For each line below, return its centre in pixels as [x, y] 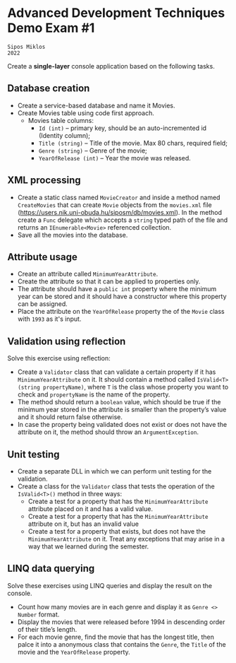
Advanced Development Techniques [116, 13]
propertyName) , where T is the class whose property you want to [136, 387]
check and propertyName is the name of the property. [94, 394]
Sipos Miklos [26, 47]
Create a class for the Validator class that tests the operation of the [116, 486]
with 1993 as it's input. [49, 319]
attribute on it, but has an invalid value [83, 524]
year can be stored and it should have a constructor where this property [122, 297]
